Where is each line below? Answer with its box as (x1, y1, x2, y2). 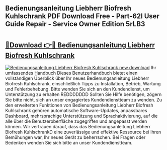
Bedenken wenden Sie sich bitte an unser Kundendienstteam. (5, 140, 133, 145)
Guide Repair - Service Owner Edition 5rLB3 (5, 20, 145, 28)
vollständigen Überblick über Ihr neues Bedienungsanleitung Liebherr (5, 75, 149, 81)
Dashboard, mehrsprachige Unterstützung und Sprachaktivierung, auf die (5, 113, 158, 119)
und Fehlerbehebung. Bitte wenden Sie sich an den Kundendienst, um (5, 86, 150, 92)
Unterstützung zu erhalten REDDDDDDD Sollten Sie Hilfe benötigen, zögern (5, 91, 162, 97)
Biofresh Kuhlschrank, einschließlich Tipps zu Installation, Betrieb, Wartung (5, 81, 161, 86)
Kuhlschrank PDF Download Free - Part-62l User (5, 12, 160, 21)
